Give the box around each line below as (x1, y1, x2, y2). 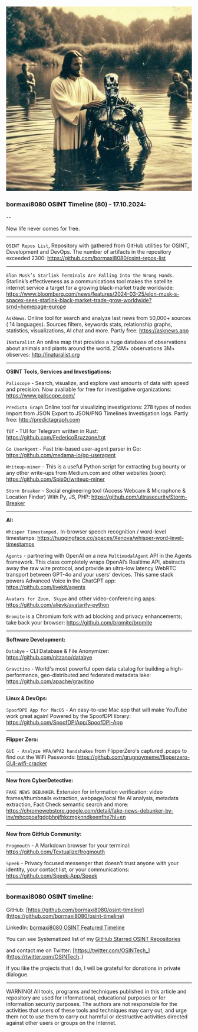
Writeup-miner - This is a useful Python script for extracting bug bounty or (6, 463, 187, 470)
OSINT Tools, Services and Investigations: (6, 368, 112, 376)
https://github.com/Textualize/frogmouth (6, 848, 105, 855)
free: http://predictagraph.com (6, 416, 81, 423)
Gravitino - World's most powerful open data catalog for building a (6, 665, 169, 672)
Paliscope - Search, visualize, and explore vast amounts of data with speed (6, 380, 189, 387)
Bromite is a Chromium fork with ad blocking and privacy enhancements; (6, 613, 183, 620)
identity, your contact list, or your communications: (6, 866, 130, 873)
